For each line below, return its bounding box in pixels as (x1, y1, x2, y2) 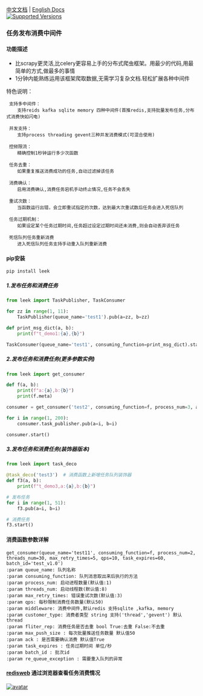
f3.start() (6, 522, 34, 528)
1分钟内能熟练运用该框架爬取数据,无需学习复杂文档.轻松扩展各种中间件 (14, 75, 190, 82)
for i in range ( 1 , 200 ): (6, 415, 69, 421)
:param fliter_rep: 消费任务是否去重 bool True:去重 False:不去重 (6, 623, 165, 629)
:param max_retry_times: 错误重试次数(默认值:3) (6, 592, 123, 598)
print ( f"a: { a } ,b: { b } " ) (17, 388, 74, 394)
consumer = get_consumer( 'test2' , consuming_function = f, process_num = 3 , (6, 404, 193, 411)
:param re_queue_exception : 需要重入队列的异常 (6, 655, 123, 662)
